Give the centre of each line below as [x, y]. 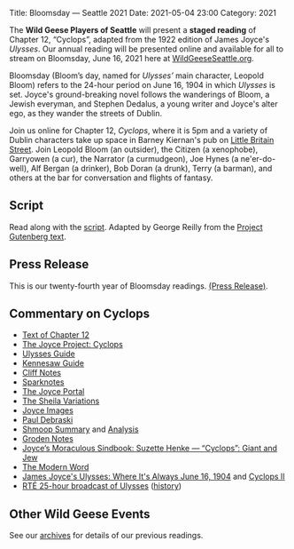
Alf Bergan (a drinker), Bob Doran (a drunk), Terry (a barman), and [151, 168]
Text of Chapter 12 [56, 335]
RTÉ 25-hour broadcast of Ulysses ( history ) [102, 486]
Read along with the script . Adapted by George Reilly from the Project [136, 227]
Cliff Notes [42, 373]
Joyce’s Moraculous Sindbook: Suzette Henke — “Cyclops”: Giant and [149, 449]
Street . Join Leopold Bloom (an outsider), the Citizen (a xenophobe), [134, 149]
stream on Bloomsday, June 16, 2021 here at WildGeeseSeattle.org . [132, 58]
